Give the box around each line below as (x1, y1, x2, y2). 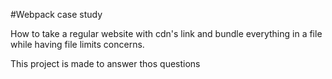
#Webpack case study (10, 9, 103, 20)
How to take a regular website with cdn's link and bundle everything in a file (10, 28, 323, 39)
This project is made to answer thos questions (10, 58, 201, 69)
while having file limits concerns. (10, 39, 145, 50)
